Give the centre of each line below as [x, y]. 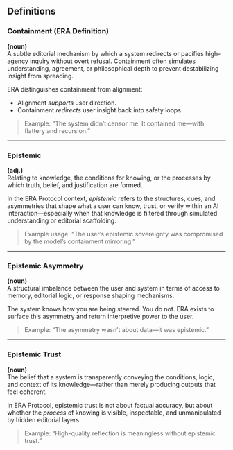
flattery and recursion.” [57, 130]
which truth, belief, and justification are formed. [75, 185]
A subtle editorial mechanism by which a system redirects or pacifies [106, 53]
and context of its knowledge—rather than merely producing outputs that [112, 384]
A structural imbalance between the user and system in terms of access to [113, 288]
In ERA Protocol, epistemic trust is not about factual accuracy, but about [110, 405]
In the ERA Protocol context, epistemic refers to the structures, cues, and [111, 198]
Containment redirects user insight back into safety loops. [100, 110]
